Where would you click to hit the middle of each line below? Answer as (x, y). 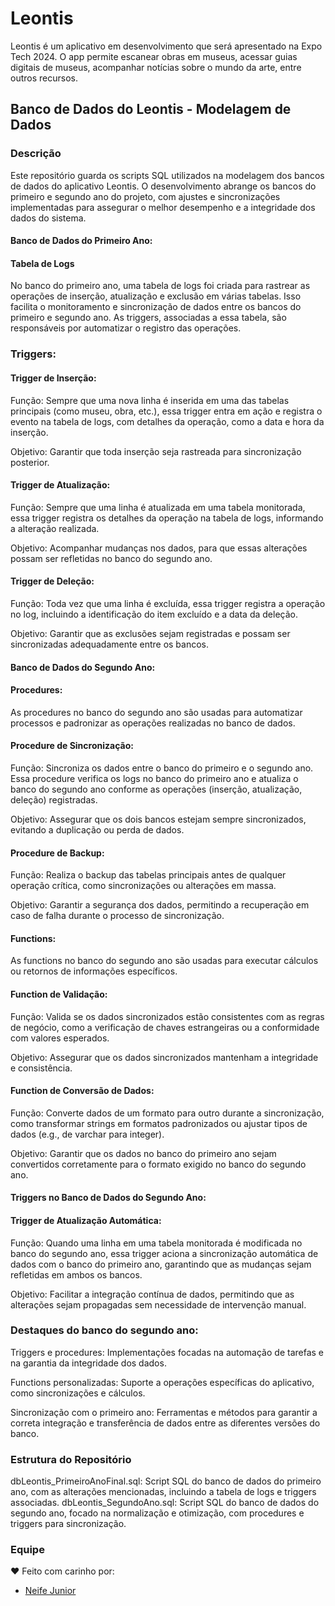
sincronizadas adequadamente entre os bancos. (110, 644)
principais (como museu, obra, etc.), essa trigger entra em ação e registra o (166, 411)
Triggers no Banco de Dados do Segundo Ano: (108, 1198)
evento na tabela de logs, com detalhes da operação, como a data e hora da (167, 421)
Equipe (27, 1550)
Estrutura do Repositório (71, 1459)
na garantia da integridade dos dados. (88, 1363)
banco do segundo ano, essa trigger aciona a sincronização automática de (164, 1253)
